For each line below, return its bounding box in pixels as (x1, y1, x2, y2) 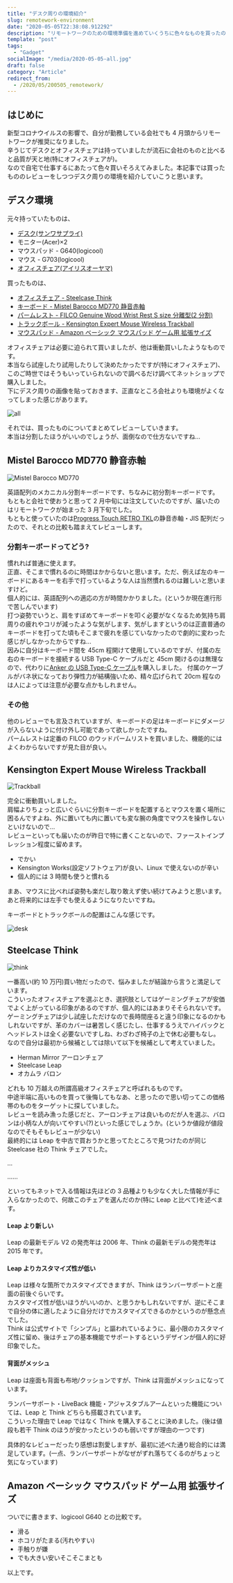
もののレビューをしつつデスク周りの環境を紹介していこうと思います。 (7, 172, 207, 181)
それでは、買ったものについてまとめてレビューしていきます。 (7, 423, 182, 432)
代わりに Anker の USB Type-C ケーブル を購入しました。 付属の (25, 663, 206, 672)
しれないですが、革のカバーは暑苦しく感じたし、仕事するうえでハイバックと (7, 1021, 225, 1029)
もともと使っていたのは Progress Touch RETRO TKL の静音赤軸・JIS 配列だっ (7, 514, 225, 522)
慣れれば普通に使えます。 (7, 558, 80, 567)
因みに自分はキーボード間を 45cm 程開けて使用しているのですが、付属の (7, 645, 215, 654)
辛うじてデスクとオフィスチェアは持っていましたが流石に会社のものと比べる (7, 146, 226, 155)
